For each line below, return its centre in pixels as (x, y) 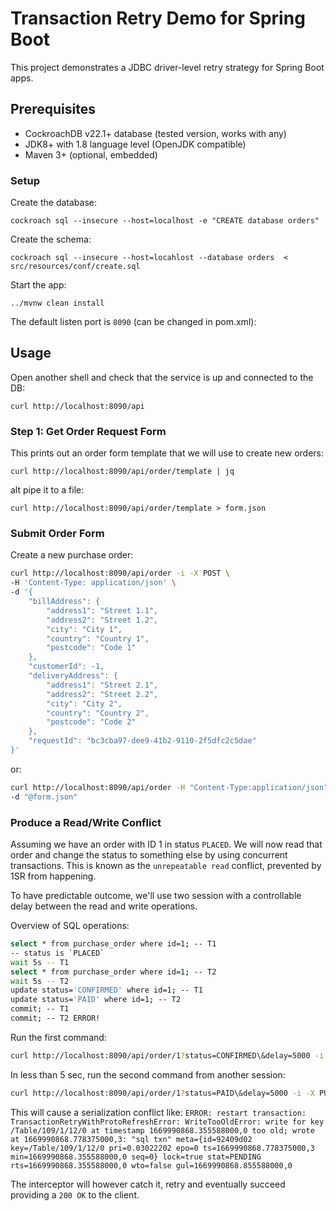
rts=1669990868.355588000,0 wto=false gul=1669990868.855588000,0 (151, 1165)
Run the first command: (58, 1037)
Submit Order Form (57, 534)
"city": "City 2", (84, 703)
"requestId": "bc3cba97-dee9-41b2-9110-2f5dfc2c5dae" (142, 741)
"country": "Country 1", (98, 638)
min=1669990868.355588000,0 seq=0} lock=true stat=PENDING (136, 1157)
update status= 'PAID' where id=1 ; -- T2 (96, 1000)
